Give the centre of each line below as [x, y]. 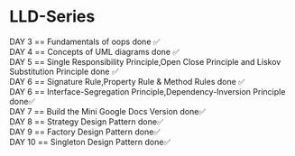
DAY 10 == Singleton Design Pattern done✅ [90, 142]
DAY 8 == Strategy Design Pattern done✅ [87, 121]
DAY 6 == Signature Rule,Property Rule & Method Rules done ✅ [127, 81]
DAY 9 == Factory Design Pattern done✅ [85, 132]
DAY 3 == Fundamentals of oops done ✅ [85, 41]
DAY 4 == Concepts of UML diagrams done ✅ [95, 51]
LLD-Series [52, 17]
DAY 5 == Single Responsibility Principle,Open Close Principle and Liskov [145, 61]
